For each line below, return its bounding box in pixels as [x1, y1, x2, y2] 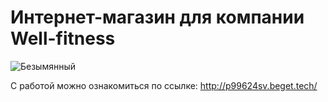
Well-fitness [10, 27, 116, 50]
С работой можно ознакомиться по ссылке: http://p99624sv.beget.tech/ [10, 79, 318, 91]
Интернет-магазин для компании [10, 6, 305, 29]
